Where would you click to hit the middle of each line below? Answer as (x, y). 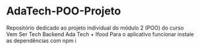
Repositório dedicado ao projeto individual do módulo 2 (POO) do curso (95, 28)
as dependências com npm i (41, 40)
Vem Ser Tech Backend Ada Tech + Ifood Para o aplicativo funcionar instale (100, 34)
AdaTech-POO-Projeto (64, 11)
